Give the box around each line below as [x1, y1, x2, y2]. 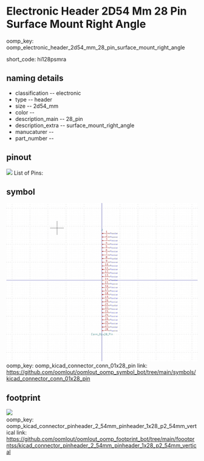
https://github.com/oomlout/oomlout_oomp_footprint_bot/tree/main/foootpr [6, 435, 195, 442]
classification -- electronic [15, 89, 81, 97]
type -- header [15, 95, 53, 103]
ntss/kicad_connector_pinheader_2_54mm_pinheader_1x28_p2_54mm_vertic [6, 442, 197, 449]
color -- [15, 108, 35, 116]
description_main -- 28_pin [15, 115, 83, 122]
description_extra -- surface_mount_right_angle [15, 122, 135, 129]
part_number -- [15, 134, 54, 142]
